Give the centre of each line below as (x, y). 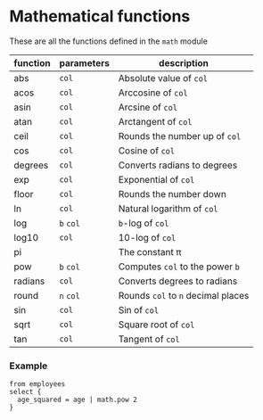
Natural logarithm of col (168, 209)
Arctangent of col (155, 121)
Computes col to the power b (179, 267)
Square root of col (156, 325)
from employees (37, 384)
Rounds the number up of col (180, 136)
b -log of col (144, 223)
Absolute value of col (163, 78)
